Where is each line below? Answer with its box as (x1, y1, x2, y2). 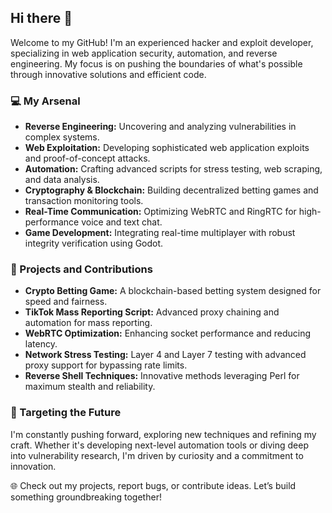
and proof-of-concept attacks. (24, 152, 151, 165)
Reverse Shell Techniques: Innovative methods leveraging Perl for (24, 370, 300, 382)
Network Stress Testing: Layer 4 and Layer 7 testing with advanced (24, 349, 307, 361)
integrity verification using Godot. (24, 237, 164, 250)
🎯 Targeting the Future (10, 406, 122, 420)
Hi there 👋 (10, 10, 73, 27)
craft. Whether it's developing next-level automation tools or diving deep (10, 439, 309, 451)
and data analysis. (24, 174, 100, 186)
